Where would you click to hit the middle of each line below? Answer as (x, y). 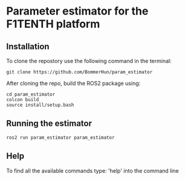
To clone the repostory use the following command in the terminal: (89, 61)
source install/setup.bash (40, 105)
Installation (28, 46)
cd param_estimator (31, 95)
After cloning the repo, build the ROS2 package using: (73, 83)
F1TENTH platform (53, 24)
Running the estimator (49, 123)
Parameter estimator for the (77, 11)
